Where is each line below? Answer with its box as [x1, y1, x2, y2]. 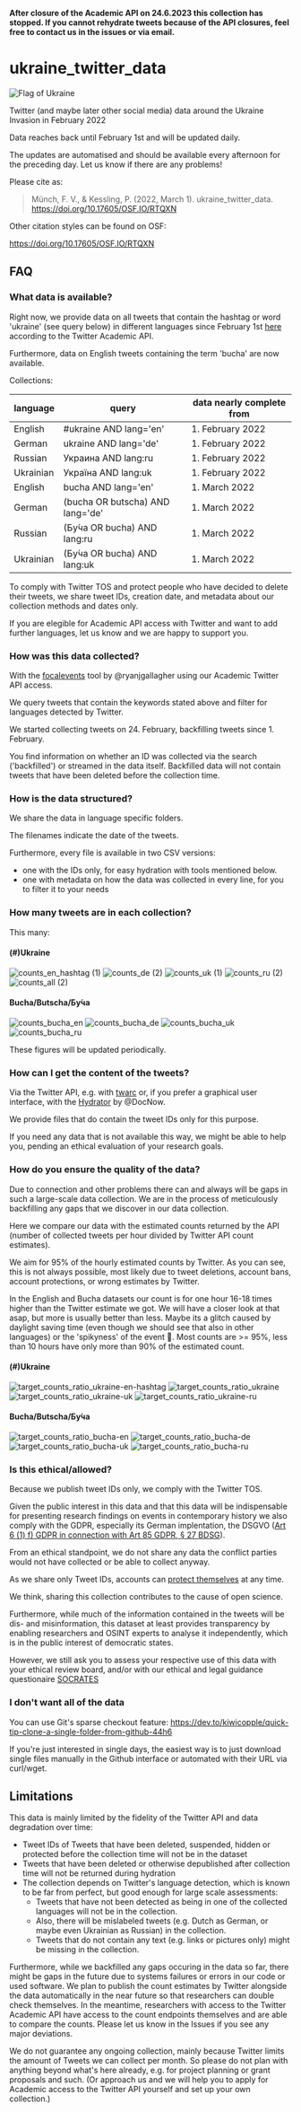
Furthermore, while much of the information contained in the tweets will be [9, 1608, 285, 1619]
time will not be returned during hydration [21, 1868, 176, 1879]
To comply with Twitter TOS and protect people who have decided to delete [9, 581, 288, 592]
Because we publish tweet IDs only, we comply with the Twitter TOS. [9, 1484, 262, 1494]
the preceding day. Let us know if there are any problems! [9, 159, 223, 170]
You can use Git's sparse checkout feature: [9, 1716, 168, 1727]
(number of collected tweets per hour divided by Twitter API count [9, 1230, 254, 1240]
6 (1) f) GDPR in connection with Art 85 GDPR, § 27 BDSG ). [9, 1529, 226, 1540]
